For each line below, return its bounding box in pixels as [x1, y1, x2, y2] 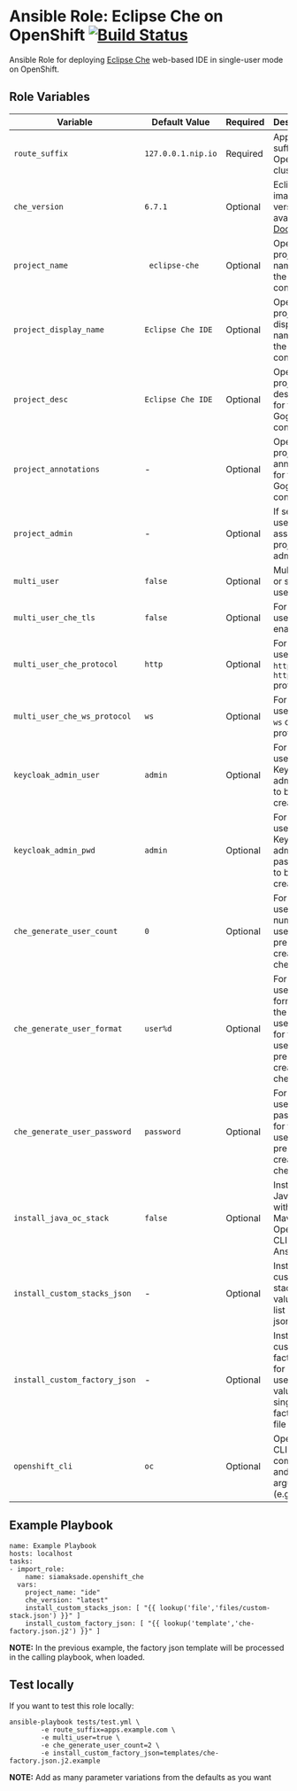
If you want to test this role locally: [9, 1701, 134, 1711]
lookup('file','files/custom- [159, 1603, 271, 1612]
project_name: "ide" [25, 1588, 101, 1597]
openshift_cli [13, 1460, 73, 1471]
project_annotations [13, 463, 100, 474]
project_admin [13, 528, 73, 538]
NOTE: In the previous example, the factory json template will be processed [9, 1642, 285, 1653]
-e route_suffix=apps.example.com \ [41, 1725, 176, 1734]
